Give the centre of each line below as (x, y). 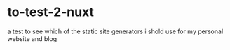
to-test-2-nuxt (51, 12)
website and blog (32, 38)
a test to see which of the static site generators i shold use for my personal (115, 31)
